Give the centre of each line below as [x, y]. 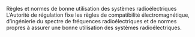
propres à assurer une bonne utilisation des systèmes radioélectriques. [94, 27]
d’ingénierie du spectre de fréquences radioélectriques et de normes [91, 21]
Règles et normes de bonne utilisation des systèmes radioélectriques [91, 9]
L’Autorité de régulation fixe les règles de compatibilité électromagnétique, [98, 15]
